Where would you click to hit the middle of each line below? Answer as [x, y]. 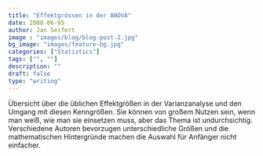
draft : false [29, 74]
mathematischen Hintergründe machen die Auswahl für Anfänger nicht [122, 136]
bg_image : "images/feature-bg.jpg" [66, 45]
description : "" [35, 67]
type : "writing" [35, 81]
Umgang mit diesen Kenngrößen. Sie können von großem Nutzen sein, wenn [132, 111]
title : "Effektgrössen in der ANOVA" [70, 15]
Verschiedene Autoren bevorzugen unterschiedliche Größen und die [119, 128]
